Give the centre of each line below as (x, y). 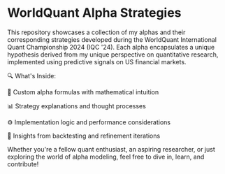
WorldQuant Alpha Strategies (94, 13)
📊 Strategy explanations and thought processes (77, 106)
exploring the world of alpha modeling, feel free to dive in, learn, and (106, 157)
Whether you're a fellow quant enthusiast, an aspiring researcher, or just (111, 149)
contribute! (23, 164)
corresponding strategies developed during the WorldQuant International (112, 39)
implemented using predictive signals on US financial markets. (97, 61)
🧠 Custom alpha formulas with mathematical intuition (83, 92)
